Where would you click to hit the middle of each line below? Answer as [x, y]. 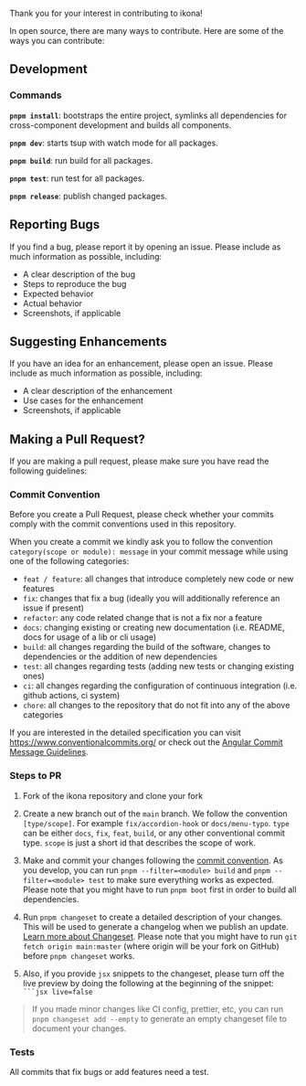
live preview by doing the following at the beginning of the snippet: [148, 983]
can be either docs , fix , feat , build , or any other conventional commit [154, 833]
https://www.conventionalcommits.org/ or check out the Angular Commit [146, 742]
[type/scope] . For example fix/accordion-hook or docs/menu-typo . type [156, 823]
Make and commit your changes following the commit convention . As [153, 860]
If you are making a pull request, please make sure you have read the [139, 462]
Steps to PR [36, 776]
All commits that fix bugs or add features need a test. [109, 1072]
